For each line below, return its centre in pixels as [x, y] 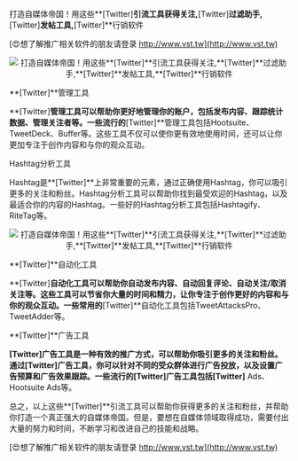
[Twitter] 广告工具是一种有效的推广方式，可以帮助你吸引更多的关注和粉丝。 [146, 354]
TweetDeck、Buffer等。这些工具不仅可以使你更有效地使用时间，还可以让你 [146, 133]
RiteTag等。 [31, 215]
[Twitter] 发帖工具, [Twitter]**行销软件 [77, 25]
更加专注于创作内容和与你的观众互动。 [79, 145]
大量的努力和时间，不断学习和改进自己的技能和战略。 [106, 428]
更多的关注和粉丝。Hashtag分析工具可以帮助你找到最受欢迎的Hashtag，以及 [149, 193]
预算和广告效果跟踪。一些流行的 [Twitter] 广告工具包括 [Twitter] [131, 376]
